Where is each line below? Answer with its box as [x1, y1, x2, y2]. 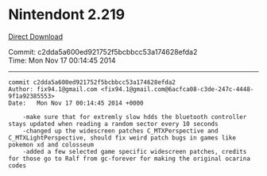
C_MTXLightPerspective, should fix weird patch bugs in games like [8, 133, 237, 142]
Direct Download [8, 32, 64, 41]
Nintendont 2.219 [8, 6, 126, 24]
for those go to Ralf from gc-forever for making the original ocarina [8, 155, 250, 163]
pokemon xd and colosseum [8, 140, 94, 148]
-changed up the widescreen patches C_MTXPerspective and [22, 127, 219, 135]
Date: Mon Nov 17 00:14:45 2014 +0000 [8, 99, 145, 107]
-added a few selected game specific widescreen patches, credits [22, 147, 247, 155]
